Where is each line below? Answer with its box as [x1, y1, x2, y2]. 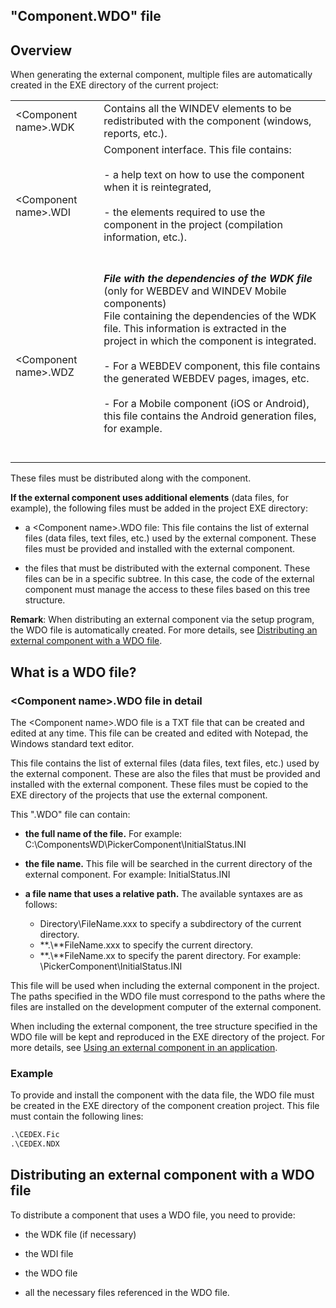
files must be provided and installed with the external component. [24, 543, 296, 555]
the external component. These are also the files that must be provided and [10, 767, 321, 779]
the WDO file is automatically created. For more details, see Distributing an [10, 624, 318, 636]
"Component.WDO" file [10, 8, 162, 25]
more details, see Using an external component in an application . [10, 1041, 278, 1053]
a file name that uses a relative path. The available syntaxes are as [24, 887, 303, 899]
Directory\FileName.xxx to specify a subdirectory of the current [39, 917, 302, 929]
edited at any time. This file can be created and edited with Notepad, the [10, 727, 309, 739]
